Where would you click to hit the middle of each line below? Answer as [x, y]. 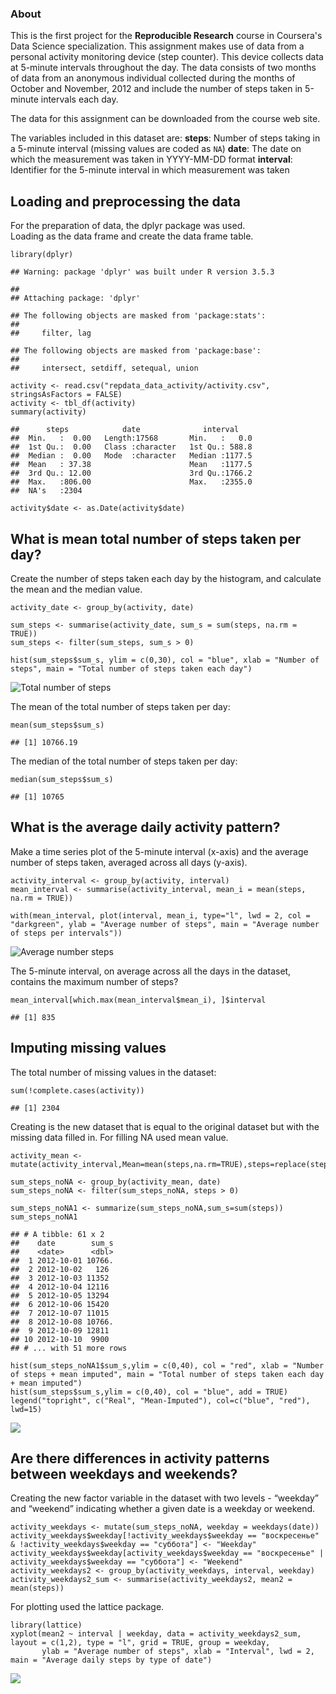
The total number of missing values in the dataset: [113, 1072]
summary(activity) [48, 412]
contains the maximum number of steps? [94, 981]
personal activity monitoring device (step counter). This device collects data [167, 57]
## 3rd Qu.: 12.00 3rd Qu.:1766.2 [131, 473]
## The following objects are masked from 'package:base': [136, 351]
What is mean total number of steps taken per [156, 538]
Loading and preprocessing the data [125, 201]
